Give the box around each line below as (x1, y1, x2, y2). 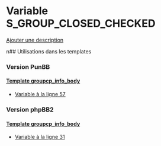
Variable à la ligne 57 (14, 91, 66, 98)
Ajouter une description (6, 36, 64, 43)
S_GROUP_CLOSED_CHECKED (6, 17, 156, 30)
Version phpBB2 (6, 105, 54, 113)
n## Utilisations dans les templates (6, 47, 92, 55)
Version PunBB (6, 62, 50, 71)
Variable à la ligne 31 (14, 134, 65, 141)
